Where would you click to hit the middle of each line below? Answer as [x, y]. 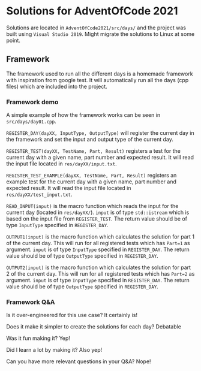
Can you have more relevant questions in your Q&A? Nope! [79, 361]
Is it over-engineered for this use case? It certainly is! [72, 315]
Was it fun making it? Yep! [38, 338]
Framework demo [32, 102]
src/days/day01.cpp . [31, 122]
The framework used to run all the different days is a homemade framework [100, 74]
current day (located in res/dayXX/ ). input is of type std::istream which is [98, 212]
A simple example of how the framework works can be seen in [83, 115]
